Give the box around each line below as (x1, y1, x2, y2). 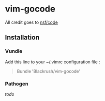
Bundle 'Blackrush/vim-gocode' (16, 68, 81, 74)
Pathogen (5, 80, 29, 87)
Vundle (5, 48, 23, 55)
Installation (5, 33, 40, 42)
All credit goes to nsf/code (5, 19, 58, 25)
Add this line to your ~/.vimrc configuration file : (5, 59, 100, 65)
